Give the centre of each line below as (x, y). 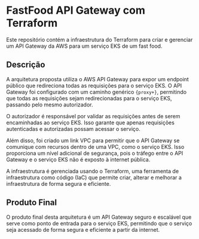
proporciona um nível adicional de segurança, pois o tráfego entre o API (95, 153)
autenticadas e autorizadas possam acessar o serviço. (73, 128)
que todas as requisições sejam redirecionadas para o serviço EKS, (89, 98)
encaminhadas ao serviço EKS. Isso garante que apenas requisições (91, 122)
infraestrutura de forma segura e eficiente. (59, 183)
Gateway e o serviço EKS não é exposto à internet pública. (78, 160)
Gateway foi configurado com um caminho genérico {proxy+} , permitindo (97, 92)
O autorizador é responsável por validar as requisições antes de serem (93, 116)
